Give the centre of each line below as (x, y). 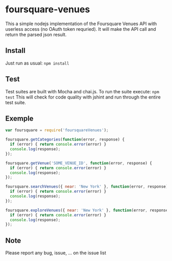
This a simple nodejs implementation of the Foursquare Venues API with (81, 24)
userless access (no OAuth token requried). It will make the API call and (81, 29)
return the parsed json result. (36, 34)
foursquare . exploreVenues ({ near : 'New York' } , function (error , (76, 210)
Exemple (19, 118)
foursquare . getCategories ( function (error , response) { (65, 139)
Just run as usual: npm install (37, 63)
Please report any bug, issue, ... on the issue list (56, 253)
